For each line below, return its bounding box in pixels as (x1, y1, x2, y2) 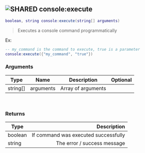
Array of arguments (60, 85, 106, 92)
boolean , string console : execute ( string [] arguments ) (5, 18, 120, 23)
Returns (5, 110, 25, 117)
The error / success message (56, 140, 125, 147)
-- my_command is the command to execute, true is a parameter (5, 47, 140, 52)
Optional (111, 76, 132, 83)
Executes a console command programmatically (17, 27, 117, 33)
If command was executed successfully (32, 131, 125, 138)
